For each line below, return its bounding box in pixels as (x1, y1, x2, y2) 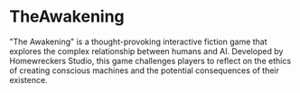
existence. (9, 74, 48, 85)
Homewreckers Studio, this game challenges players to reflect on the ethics (9, 55, 292, 66)
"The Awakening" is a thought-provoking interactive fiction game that (9, 36, 268, 47)
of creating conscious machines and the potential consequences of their (9, 65, 280, 76)
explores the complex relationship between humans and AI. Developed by (9, 45, 284, 56)
